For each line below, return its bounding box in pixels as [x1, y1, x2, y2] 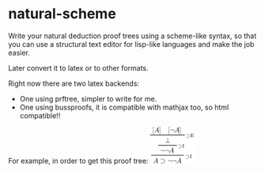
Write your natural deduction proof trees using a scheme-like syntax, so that [8, 31, 257, 40]
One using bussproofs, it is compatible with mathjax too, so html [19, 102, 229, 112]
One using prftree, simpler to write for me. [19, 94, 157, 103]
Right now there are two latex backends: [8, 79, 140, 88]
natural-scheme [8, 5, 116, 23]
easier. [8, 48, 30, 57]
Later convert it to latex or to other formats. [8, 63, 149, 72]
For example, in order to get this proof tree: [8, 156, 149, 165]
